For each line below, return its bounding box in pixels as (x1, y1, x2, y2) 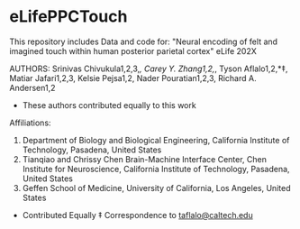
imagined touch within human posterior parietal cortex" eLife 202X (9, 45, 257, 56)
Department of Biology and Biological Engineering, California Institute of (22, 134, 290, 145)
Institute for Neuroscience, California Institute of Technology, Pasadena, (22, 163, 290, 174)
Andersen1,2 (9, 82, 56, 93)
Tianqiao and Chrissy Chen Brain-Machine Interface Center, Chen (22, 153, 268, 164)
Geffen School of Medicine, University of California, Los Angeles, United (22, 182, 291, 193)
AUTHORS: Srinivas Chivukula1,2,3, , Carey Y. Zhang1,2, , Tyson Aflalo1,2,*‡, (9, 63, 288, 74)
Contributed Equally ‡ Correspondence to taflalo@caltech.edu (22, 209, 254, 220)
